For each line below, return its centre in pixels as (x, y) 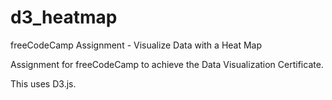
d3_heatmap (64, 17)
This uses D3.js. (43, 83)
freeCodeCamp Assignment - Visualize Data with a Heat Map (136, 45)
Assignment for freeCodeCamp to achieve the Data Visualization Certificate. (167, 64)
